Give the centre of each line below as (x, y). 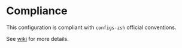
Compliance (37, 11)
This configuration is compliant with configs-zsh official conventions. (91, 27)
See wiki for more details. (37, 39)
